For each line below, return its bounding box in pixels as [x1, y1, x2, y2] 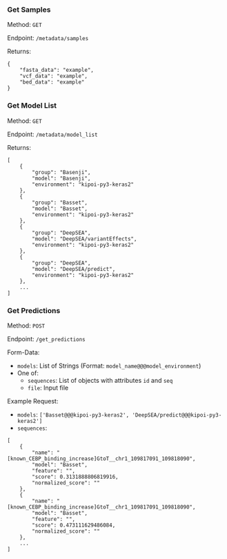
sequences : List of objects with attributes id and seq [27, 376, 173, 384]
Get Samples [7, 5, 51, 15]
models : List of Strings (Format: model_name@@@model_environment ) [17, 361, 201, 370]
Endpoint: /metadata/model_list [7, 130, 98, 138]
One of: [17, 368, 39, 377]
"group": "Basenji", [32, 169, 91, 176]
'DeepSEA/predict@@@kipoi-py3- [132, 411, 222, 419]
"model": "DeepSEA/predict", [32, 265, 116, 272]
